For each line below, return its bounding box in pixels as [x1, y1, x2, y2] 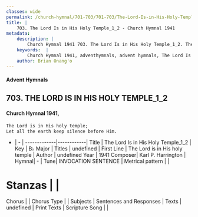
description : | [16, 36, 54, 42]
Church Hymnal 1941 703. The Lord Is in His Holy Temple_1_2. [27, 42, 183, 48]
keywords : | [16, 47, 49, 53]
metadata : [6, 31, 31, 37]
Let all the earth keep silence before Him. [6, 128, 117, 134]
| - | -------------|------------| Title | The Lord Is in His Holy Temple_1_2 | [14, 139, 192, 146]
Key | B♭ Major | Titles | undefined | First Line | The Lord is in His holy [14, 145, 183, 152]
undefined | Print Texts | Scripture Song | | [6, 204, 109, 211]
